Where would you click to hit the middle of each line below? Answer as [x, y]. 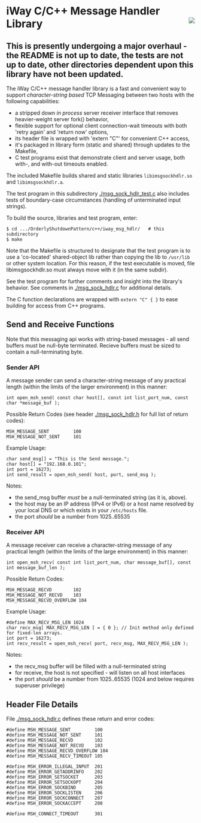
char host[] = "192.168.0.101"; [46, 464]
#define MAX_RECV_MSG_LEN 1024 [45, 623]
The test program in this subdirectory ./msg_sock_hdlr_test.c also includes [98, 194]
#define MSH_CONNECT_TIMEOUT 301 [54, 814]
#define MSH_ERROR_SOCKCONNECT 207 [54, 798]
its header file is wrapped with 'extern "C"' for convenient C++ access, [102, 138]
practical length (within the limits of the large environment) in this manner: [97, 552]
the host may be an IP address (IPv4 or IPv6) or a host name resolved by [104, 504]
